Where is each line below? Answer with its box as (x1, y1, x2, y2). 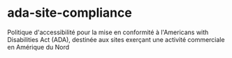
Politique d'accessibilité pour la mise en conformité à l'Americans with (7, 28, 209, 36)
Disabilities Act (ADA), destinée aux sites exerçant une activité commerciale (7, 35, 225, 43)
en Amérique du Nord (7, 43, 70, 51)
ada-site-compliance (7, 5, 133, 21)
